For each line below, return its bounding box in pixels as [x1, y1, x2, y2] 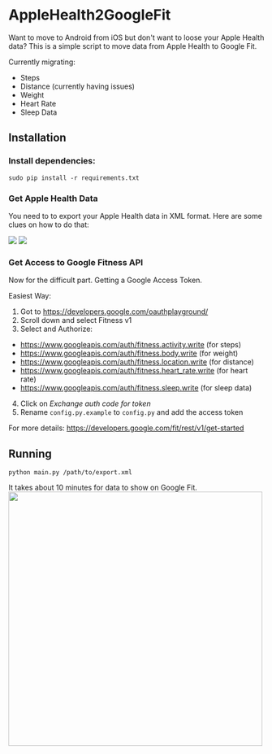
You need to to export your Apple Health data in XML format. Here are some [8, 211, 262, 220]
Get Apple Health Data [8, 193, 99, 204]
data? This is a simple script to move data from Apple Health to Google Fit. [8, 41, 257, 50]
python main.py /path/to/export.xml [8, 469, 132, 477]
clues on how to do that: [8, 220, 89, 229]
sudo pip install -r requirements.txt [8, 173, 140, 182]
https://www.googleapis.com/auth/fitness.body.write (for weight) [19, 348, 239, 359]
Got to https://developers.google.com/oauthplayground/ [19, 307, 209, 316]
